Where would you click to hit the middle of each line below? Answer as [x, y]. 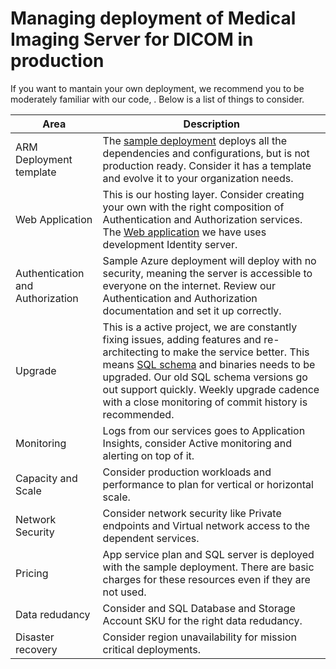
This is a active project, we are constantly [200, 327]
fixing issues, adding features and [182, 339]
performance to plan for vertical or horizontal [208, 484]
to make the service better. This [235, 352]
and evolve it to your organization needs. [198, 178]
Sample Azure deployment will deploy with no [209, 260]
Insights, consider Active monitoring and [197, 443]
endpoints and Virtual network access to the [206, 525]
